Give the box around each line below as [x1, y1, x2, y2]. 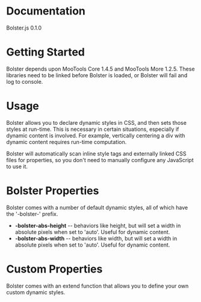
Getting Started [6, 45, 85, 59]
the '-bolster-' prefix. [6, 210, 58, 218]
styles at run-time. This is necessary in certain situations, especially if [6, 125, 179, 133]
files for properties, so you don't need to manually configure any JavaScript [6, 156, 194, 163]
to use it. [6, 163, 28, 170]
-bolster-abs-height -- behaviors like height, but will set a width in [14, 222, 181, 229]
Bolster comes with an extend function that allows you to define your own [6, 282, 189, 289]
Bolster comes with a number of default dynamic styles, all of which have [6, 204, 188, 211]
